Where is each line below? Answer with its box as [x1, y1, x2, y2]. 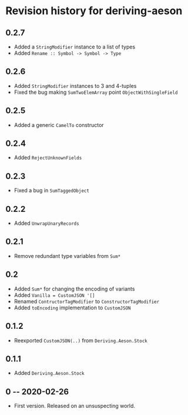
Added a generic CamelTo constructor [14, 121, 104, 128]
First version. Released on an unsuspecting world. [14, 403, 136, 410]
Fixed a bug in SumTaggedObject [14, 187, 89, 194]
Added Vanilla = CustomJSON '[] [14, 291, 95, 299]
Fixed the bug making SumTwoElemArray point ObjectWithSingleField [14, 89, 178, 96]
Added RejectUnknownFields [14, 154, 82, 161]
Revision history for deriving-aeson [5, 4, 183, 18]
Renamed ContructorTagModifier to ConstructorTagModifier [14, 298, 160, 305]
